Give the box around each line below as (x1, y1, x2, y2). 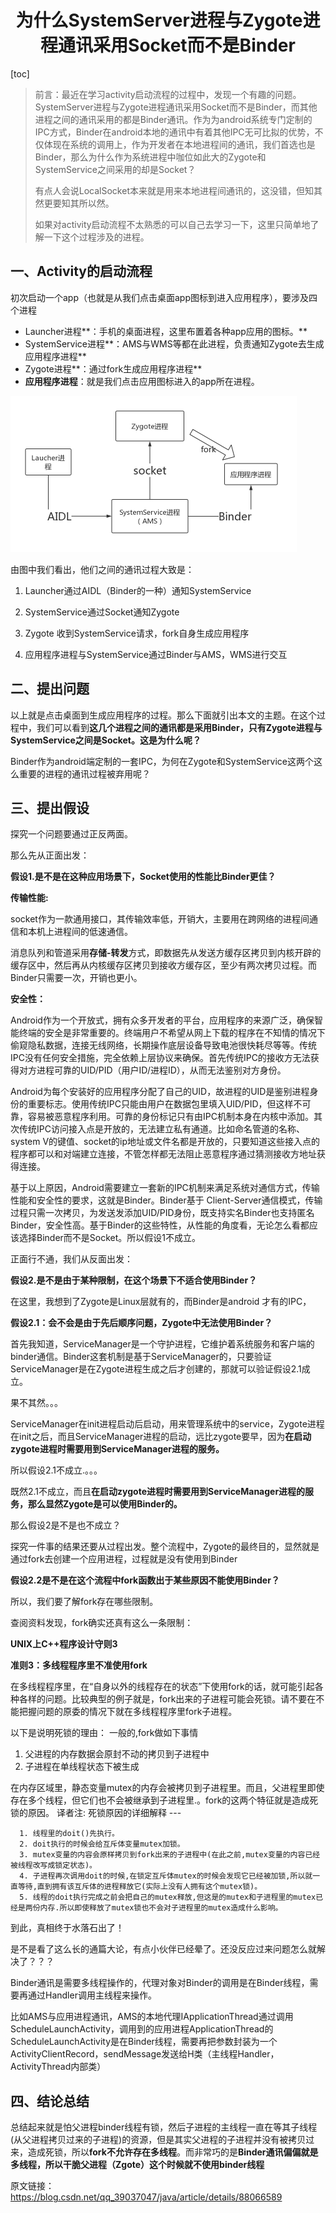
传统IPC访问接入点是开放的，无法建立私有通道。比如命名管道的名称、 (18, 1123, 305, 1135)
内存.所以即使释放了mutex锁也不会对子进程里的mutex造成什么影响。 (39, 1903, 283, 1913)
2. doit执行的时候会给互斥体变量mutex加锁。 (19, 1839, 185, 1850)
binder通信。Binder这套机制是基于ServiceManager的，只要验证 (10, 1351, 272, 1363)
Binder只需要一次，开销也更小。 (10, 972, 143, 984)
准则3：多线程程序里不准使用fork (10, 1659, 148, 1671)
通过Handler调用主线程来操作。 (27, 1989, 157, 2001)
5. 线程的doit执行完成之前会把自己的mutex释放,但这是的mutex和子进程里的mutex (19, 1892, 317, 1903)
